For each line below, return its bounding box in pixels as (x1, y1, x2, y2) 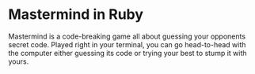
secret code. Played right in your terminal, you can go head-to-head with (8, 39, 246, 49)
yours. (8, 57, 29, 66)
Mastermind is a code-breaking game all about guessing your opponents (8, 31, 246, 41)
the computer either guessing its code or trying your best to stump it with (8, 48, 247, 57)
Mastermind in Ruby (8, 6, 144, 24)
